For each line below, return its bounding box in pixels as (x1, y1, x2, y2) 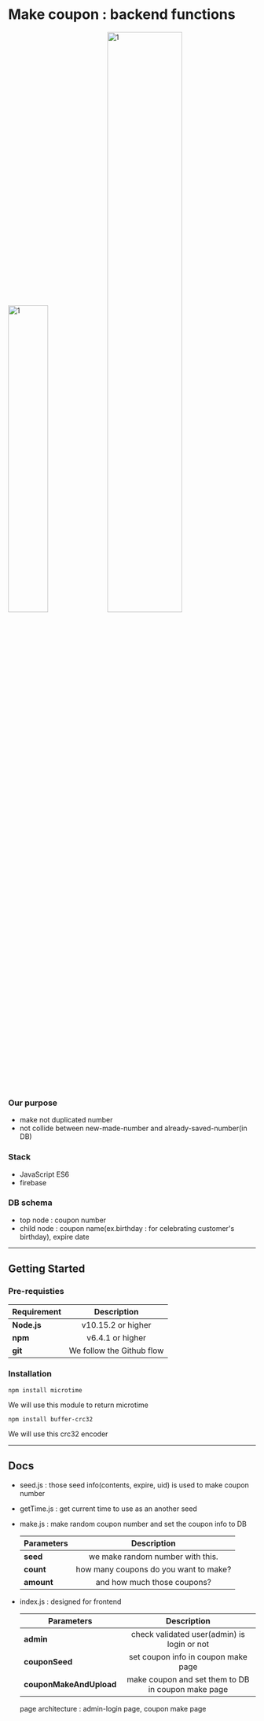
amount (23, 1576, 53, 1587)
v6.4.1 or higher (86, 1332, 147, 1343)
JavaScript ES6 (19, 1170, 70, 1179)
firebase (19, 1177, 47, 1187)
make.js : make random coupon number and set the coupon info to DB (19, 1519, 247, 1528)
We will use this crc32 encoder (8, 1429, 108, 1439)
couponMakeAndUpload (23, 1679, 117, 1690)
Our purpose (8, 1097, 57, 1108)
